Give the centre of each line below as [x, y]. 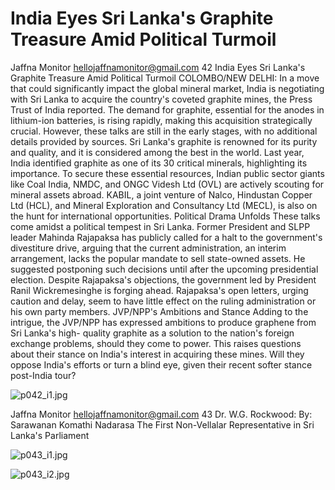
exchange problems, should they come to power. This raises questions [156, 343]
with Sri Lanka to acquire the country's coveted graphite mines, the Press [161, 99]
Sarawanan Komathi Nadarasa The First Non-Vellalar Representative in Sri [162, 424]
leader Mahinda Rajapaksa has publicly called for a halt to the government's [166, 237]
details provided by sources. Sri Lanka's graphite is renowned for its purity [164, 141]
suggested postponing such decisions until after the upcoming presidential [164, 269]
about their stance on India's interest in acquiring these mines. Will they [157, 354]
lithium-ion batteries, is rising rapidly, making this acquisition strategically [161, 120]
